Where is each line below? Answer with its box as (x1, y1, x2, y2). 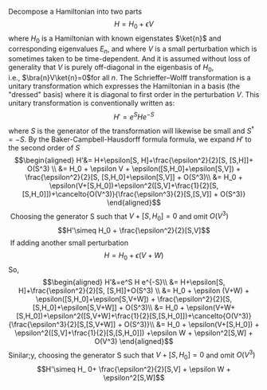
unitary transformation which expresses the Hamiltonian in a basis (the (8, 81, 241, 91)
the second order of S (8, 142, 80, 152)
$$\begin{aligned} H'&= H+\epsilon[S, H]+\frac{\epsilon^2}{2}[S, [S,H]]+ (14, 155, 253, 165)
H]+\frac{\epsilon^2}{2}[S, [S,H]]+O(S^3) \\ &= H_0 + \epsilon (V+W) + (18, 286, 249, 295)
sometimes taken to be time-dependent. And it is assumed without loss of (8, 54, 251, 64)
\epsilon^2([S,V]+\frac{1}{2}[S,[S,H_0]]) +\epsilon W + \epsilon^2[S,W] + (14, 328, 253, 337)
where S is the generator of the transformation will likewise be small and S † (8, 124, 255, 135)
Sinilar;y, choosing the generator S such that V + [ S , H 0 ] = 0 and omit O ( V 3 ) (8, 349, 256, 361)
